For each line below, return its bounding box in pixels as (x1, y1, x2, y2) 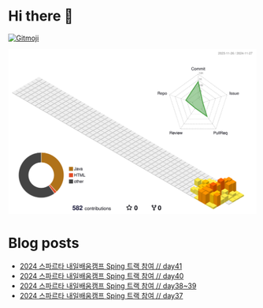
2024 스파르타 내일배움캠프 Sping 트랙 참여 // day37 (19, 291, 183, 301)
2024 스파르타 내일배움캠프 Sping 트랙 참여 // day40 (19, 272, 184, 281)
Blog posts (8, 235, 80, 252)
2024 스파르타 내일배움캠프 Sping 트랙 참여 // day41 (19, 261, 183, 271)
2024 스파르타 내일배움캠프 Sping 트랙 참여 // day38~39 (19, 281, 197, 291)
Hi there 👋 (8, 7, 73, 25)
